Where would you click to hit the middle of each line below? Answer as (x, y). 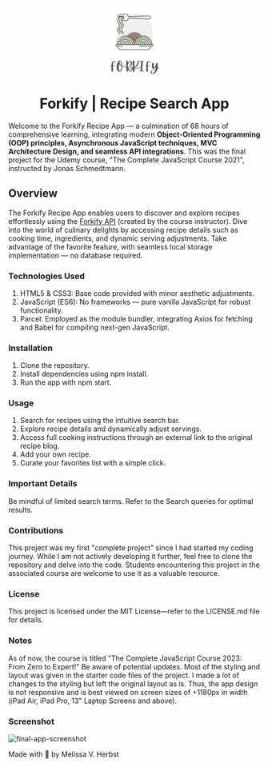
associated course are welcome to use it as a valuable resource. (114, 573)
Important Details (43, 484)
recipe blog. (40, 446)
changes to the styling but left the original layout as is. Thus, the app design (133, 683)
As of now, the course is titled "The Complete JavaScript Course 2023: (125, 658)
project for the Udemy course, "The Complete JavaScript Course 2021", (127, 160)
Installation (31, 348)
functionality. (41, 310)
